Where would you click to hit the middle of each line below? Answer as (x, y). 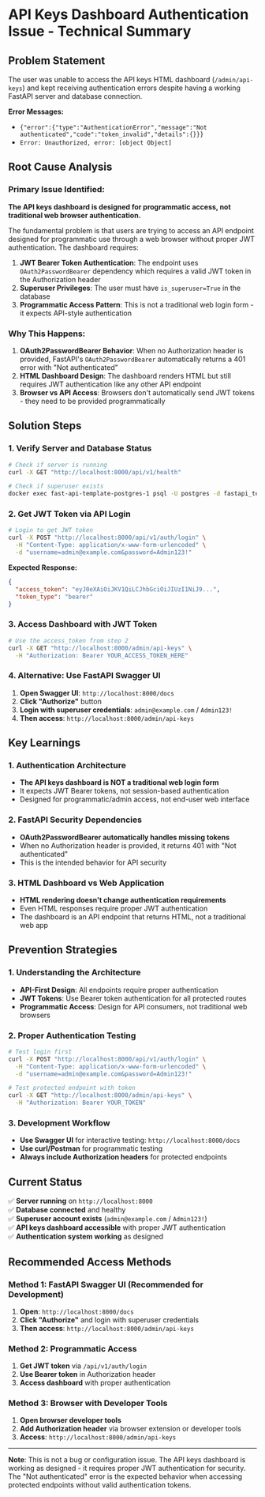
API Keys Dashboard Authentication (129, 15)
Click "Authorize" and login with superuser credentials (109, 1320)
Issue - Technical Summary (100, 31)
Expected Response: (43, 568)
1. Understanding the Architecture (75, 972)
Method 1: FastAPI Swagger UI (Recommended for (106, 1284)
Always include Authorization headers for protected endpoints (123, 1157)
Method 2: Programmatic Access (73, 1348)
